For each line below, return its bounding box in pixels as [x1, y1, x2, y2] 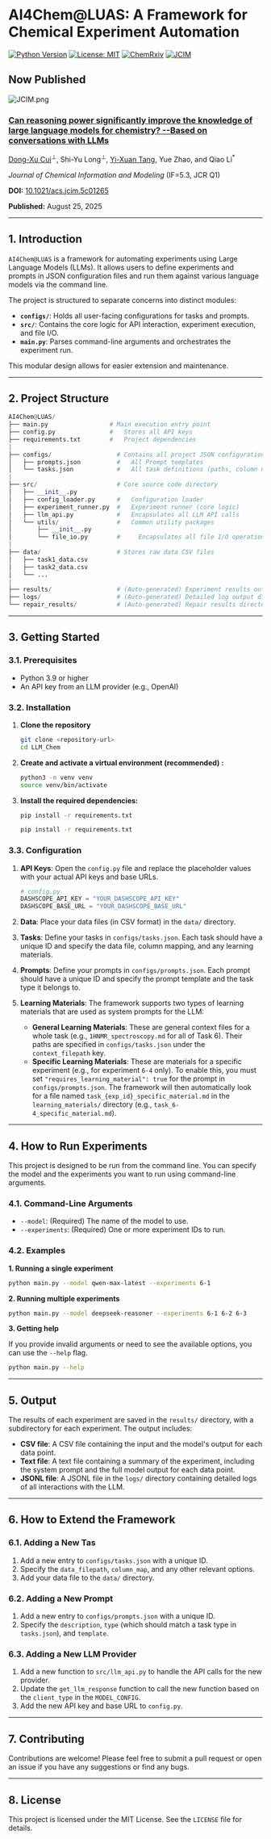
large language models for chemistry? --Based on [8, 124, 208, 136]
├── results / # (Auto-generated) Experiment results [8, 585, 251, 594]
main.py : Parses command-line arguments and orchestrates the [19, 337, 231, 346]
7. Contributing [8, 1732, 85, 1745]
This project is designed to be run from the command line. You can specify [8, 1161, 256, 1171]
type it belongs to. [19, 982, 81, 992]
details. [8, 1823, 33, 1833]
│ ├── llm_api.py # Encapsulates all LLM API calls [8, 510, 240, 518]
